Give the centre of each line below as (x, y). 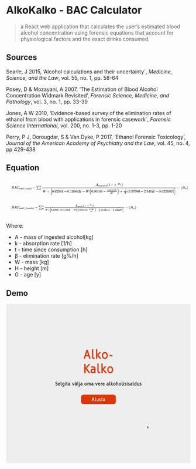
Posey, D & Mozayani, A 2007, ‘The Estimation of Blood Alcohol (82, 89)
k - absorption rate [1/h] (43, 244)
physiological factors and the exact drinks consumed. (85, 39)
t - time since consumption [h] (51, 249)
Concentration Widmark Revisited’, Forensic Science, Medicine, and (88, 95)
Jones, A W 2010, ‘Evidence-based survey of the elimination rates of (89, 113)
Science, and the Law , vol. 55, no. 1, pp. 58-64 (62, 77)
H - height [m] (32, 268)
